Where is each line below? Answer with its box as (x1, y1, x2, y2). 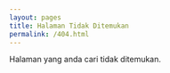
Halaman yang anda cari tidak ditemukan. (9, 54, 162, 65)
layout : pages (9, 12, 62, 22)
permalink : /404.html (9, 29, 90, 38)
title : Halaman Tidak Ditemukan (9, 21, 129, 30)
